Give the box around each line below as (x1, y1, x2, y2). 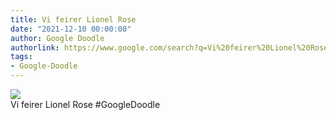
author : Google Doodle (10, 33, 105, 43)
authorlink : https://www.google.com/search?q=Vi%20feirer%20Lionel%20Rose (10, 42, 329, 53)
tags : (10, 52, 33, 62)
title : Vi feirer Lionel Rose (10, 14, 137, 25)
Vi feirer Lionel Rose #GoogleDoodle (10, 99, 161, 110)
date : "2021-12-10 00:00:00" (10, 24, 132, 34)
